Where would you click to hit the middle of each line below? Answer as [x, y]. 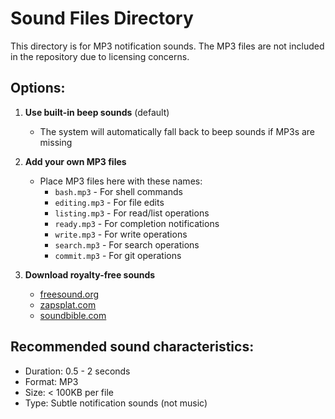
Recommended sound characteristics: [132, 347]
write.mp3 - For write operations [121, 234]
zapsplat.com [68, 304]
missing [56, 142]
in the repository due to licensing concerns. [100, 56]
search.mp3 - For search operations [127, 244]
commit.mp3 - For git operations [118, 255]
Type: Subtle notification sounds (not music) [116, 403]
